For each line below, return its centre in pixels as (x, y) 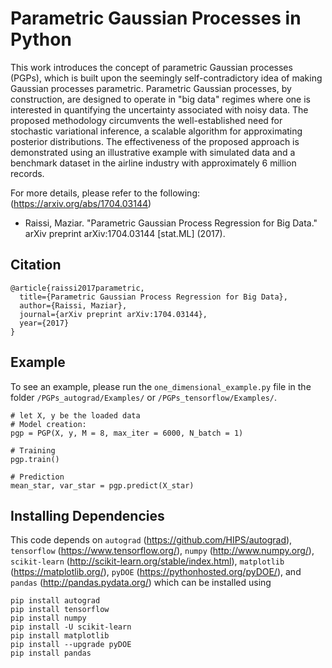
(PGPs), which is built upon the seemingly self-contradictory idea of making (166, 78)
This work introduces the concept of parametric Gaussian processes (151, 67)
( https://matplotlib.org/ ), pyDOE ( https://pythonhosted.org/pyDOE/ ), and (156, 572)
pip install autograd (55, 601)
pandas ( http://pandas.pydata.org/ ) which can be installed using (141, 583)
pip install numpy (48, 618)
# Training (33, 450)
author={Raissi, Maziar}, (73, 305)
